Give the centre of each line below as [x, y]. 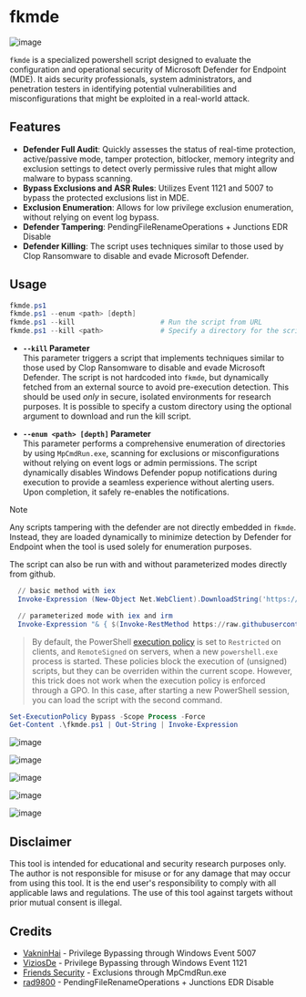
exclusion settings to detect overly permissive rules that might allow [150, 168]
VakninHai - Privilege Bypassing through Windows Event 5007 [139, 953]
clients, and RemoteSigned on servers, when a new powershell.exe [155, 651]
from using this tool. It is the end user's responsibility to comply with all [143, 883]
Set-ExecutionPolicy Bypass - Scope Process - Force [107, 717]
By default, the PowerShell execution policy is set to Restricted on [156, 641]
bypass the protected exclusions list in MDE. [106, 197]
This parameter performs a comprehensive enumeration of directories [154, 443]
